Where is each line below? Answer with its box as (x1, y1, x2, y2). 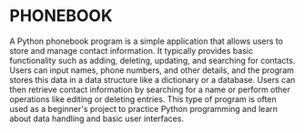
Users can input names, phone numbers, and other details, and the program (9, 65, 294, 76)
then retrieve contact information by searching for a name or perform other (9, 84, 291, 95)
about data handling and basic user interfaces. (9, 113, 185, 124)
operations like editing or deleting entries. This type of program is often (9, 93, 277, 105)
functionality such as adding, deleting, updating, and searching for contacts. (9, 55, 296, 66)
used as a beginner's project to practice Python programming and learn (9, 103, 279, 114)
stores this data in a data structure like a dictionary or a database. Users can (9, 74, 296, 85)
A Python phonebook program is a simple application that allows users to (9, 36, 284, 46)
